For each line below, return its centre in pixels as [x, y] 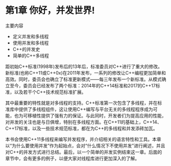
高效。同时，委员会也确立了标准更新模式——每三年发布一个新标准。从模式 [83, 79]
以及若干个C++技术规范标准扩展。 [50, 92]
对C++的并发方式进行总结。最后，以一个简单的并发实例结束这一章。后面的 [84, 152]
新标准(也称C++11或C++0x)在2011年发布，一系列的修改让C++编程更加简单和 [86, 73]
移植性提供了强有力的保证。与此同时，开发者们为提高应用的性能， [97, 115]
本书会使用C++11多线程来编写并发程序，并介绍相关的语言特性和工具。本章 [83, 139]
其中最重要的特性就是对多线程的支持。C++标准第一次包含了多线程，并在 [81, 103]
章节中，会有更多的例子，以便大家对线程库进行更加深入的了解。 [72, 158]
